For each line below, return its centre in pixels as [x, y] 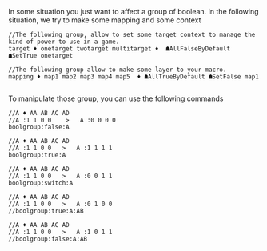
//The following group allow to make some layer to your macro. [118, 70]
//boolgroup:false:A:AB [48, 239]
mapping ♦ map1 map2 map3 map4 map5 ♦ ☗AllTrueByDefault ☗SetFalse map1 [134, 77]
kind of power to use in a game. [64, 42]
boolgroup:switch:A [41, 183]
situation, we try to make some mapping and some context [105, 20]
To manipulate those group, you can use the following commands [116, 98]
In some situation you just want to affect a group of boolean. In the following [133, 12]
